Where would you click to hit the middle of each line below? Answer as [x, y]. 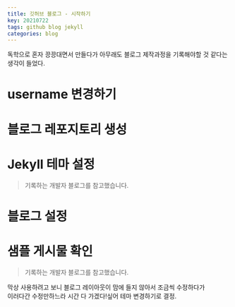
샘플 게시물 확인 [50, 251]
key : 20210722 [28, 20]
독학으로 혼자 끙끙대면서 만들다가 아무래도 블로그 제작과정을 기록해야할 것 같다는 [117, 54]
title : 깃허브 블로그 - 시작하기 [49, 14]
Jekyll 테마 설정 [51, 164]
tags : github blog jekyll [45, 27]
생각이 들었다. [26, 64]
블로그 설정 [37, 216]
